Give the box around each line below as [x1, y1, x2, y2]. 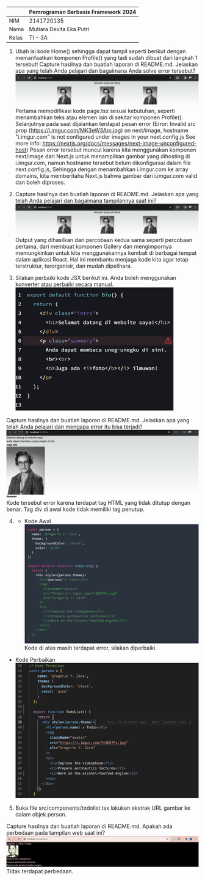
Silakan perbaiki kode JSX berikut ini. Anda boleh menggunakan [15, 274, 177, 282]
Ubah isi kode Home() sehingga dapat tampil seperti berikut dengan [15, 47, 186, 55]
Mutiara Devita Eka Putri [29, 26, 90, 32]
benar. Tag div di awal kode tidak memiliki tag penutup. [6, 505, 145, 513]
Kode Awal [24, 518, 51, 525]
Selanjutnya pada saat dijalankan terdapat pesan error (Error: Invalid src [15, 120, 196, 127]
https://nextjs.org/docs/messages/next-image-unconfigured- [42, 139, 197, 147]
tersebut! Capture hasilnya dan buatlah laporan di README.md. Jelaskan [15, 61, 198, 68]
